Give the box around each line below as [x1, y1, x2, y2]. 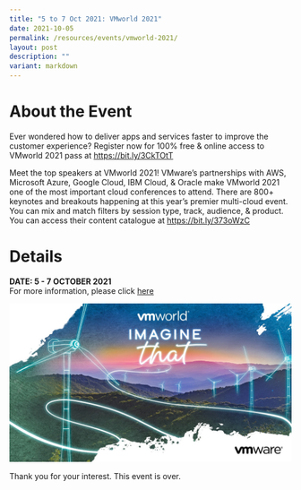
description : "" [9, 52, 70, 62]
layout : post [9, 43, 58, 52]
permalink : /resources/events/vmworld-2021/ [9, 33, 178, 42]
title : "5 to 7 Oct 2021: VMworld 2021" [9, 14, 163, 23]
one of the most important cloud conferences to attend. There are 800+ [9, 186, 275, 197]
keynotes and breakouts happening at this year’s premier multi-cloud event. [9, 195, 288, 206]
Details [9, 246, 63, 267]
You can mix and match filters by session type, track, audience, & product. [9, 205, 284, 216]
